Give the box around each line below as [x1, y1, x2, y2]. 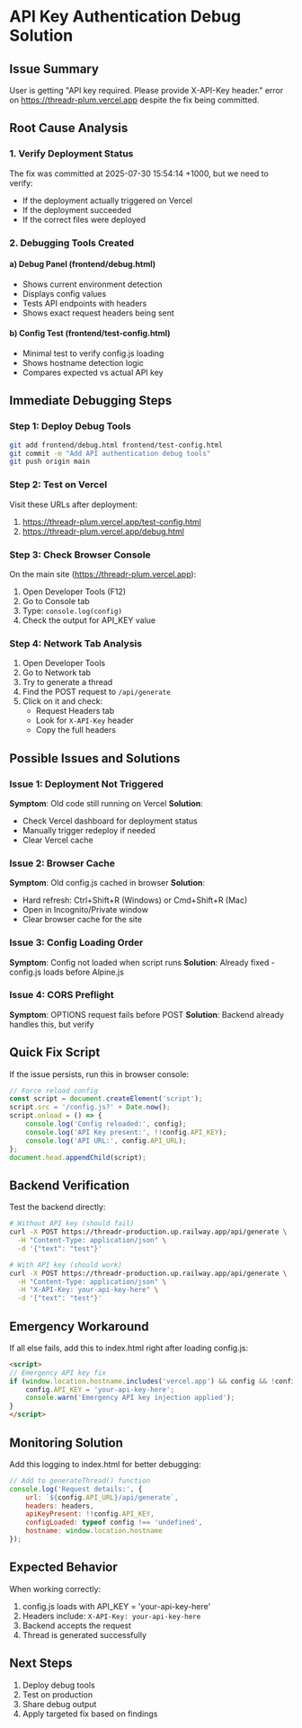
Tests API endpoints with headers [22, 298, 147, 308]
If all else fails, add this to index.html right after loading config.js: [9, 1342, 249, 1353]
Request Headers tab [35, 706, 115, 717]
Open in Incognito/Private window [22, 904, 148, 915]
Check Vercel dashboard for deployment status [22, 815, 198, 826]
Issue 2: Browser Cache [9, 857, 115, 869]
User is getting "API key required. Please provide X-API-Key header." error [9, 85, 284, 95]
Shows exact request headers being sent [22, 307, 175, 318]
